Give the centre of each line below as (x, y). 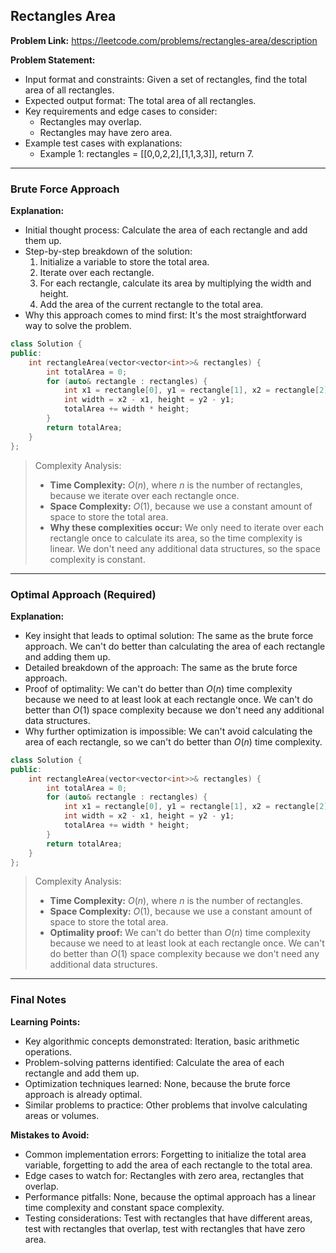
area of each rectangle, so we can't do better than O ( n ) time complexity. (173, 741)
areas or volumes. (62, 1115)
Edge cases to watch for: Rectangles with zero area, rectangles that (164, 1175)
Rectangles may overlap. (90, 121)
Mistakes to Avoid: (50, 1135)
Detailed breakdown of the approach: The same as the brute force (161, 667)
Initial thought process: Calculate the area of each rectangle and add (166, 230)
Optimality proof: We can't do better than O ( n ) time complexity (180, 933)
